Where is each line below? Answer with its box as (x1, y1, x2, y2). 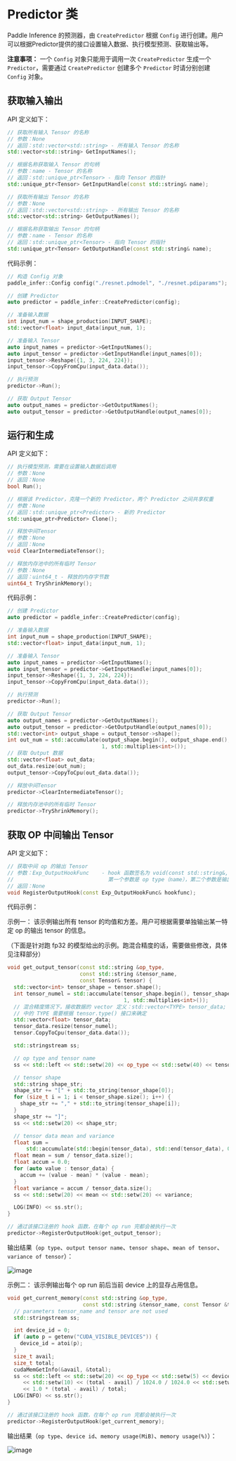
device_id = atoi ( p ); (20, 1340, 83, 1347)
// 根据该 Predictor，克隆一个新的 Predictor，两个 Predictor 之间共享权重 (7, 495, 214, 502)
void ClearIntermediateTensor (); (7, 547, 105, 555)
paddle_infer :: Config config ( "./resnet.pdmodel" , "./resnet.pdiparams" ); (7, 279, 228, 287)
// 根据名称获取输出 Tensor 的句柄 (7, 226, 100, 233)
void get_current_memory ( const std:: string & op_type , (7, 1294, 169, 1301)
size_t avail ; (13, 1353, 55, 1360)
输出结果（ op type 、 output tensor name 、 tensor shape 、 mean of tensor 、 (7, 1243, 223, 1252)
